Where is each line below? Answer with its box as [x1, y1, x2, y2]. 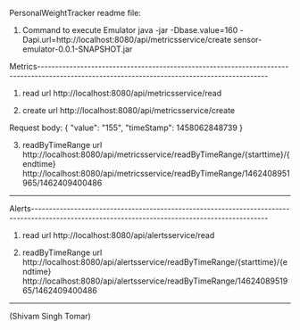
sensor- [233, 35, 262, 45]
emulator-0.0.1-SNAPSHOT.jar [21, 44, 133, 54]
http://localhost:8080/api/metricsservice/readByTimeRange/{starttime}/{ [21, 149, 290, 160]
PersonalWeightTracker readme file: [9, 8, 141, 18]
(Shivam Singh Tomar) [9, 311, 91, 321]
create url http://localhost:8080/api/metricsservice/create [21, 105, 236, 115]
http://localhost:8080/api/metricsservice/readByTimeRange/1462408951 [21, 169, 290, 178]
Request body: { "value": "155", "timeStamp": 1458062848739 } [9, 122, 244, 133]
